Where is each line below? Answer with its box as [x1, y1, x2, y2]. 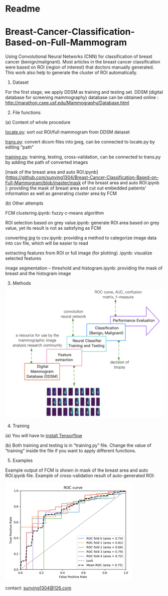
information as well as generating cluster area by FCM [5, 190, 117, 196]
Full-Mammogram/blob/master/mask [5, 180, 81, 186]
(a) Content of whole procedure [5, 119, 71, 125]
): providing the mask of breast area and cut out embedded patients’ [5, 185, 146, 191]
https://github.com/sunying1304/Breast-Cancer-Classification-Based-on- [7, 174, 159, 180]
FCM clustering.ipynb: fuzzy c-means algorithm [5, 210, 104, 216]
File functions [12, 109, 41, 116]
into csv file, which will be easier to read [5, 240, 89, 246]
